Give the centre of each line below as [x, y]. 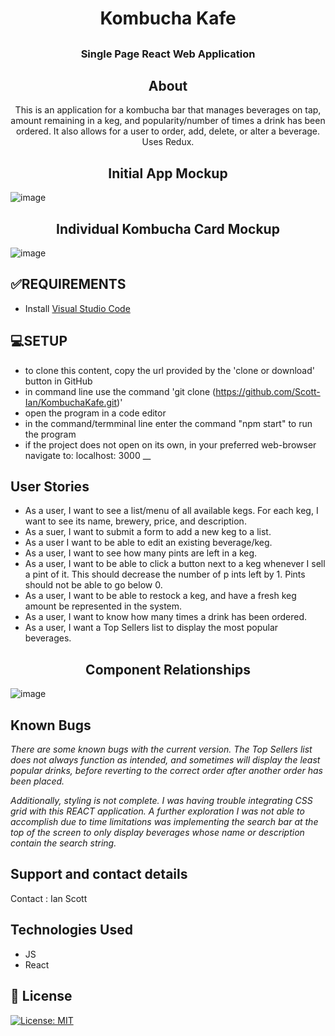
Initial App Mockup [168, 173]
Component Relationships [168, 669]
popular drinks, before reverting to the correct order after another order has [166, 771]
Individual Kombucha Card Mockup [168, 228]
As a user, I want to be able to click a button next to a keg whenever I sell [175, 564]
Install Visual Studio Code [77, 308]
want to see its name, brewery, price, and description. [135, 521]
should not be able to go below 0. [93, 585]
